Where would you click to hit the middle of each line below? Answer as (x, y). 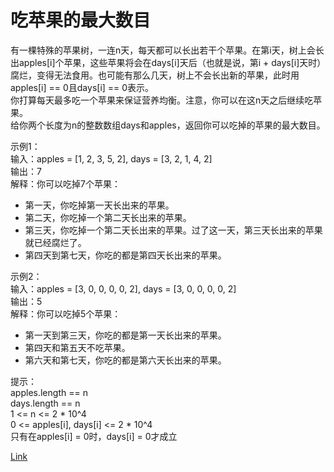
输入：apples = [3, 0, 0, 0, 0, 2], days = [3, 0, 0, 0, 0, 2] (123, 288)
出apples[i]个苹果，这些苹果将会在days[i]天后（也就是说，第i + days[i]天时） (166, 62)
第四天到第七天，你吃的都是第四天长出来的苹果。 (125, 255)
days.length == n (45, 403)
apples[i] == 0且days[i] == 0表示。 (82, 87)
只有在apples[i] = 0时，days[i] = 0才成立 (94, 436)
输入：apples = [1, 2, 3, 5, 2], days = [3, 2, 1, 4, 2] (111, 158)
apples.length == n (49, 392)
